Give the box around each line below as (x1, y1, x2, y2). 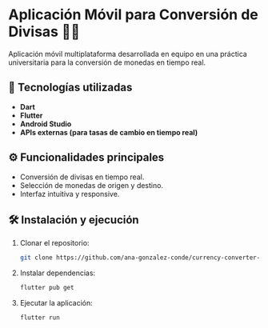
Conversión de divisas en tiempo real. (19, 172, 145, 182)
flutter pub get (19, 284, 74, 292)
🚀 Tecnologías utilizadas (8, 81, 133, 94)
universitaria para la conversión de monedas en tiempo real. (8, 58, 206, 67)
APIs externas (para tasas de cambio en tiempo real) (19, 127, 198, 137)
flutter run (19, 314, 60, 322)
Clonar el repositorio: (19, 238, 90, 248)
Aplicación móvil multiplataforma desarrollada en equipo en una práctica (8, 49, 248, 58)
